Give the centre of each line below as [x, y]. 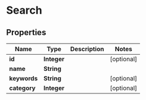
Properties [26, 32]
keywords [24, 78]
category [22, 88]
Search [24, 10]
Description [87, 49]
